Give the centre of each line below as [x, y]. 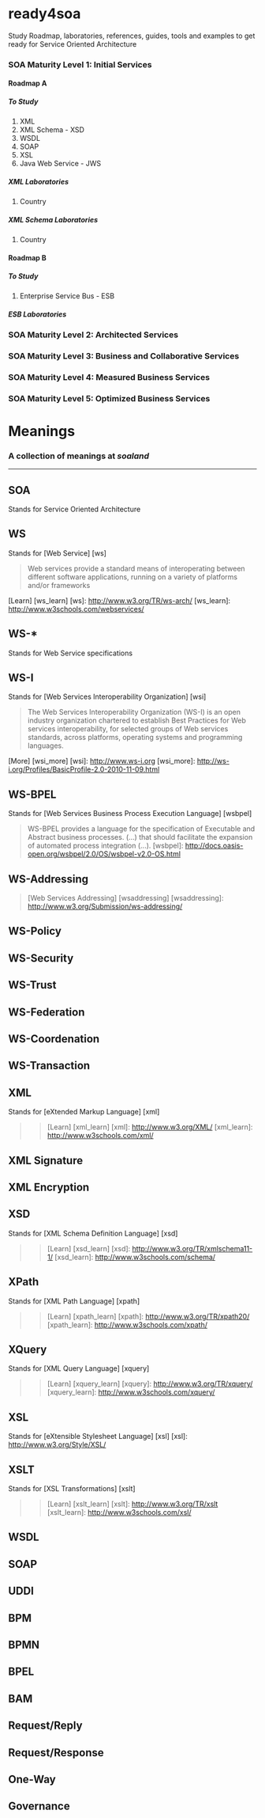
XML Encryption [49, 1187]
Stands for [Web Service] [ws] [57, 553]
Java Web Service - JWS [60, 164]
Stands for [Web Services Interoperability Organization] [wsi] [107, 696]
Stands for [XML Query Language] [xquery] [79, 1368]
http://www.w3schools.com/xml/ [100, 1136]
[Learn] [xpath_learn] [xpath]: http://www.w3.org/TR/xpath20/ [148, 1316]
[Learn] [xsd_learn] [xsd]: [89, 1248]
